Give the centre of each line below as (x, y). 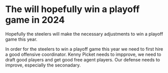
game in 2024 (35, 20)
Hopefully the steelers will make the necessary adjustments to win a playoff (84, 34)
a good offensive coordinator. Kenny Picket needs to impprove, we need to (83, 54)
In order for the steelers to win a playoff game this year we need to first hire (84, 49)
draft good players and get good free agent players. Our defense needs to (83, 59)
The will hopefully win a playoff (73, 9)
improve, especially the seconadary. (43, 65)
